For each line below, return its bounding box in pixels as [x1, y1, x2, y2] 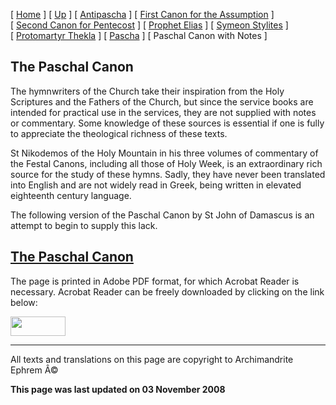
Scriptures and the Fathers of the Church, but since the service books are [10, 95, 314, 108]
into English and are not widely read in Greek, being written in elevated [10, 179, 302, 191]
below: [10, 296, 38, 308]
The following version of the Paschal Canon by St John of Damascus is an [10, 209, 315, 221]
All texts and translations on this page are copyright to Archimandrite [10, 353, 294, 365]
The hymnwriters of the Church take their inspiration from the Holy [10, 85, 285, 97]
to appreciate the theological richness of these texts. [10, 127, 228, 139]
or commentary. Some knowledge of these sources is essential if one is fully [10, 117, 325, 129]
